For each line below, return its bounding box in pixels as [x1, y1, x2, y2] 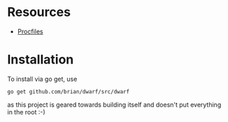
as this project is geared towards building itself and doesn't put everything [7, 100, 222, 109]
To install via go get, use [7, 75, 78, 83]
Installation [7, 52, 74, 68]
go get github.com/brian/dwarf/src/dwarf [7, 88, 130, 95]
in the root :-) [7, 107, 45, 116]
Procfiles [17, 27, 43, 36]
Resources [7, 4, 71, 20]
